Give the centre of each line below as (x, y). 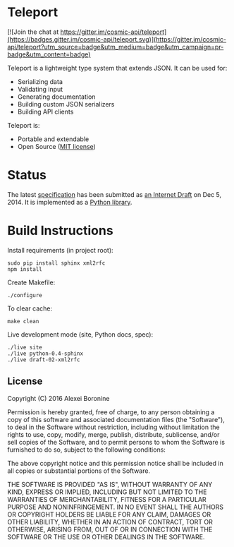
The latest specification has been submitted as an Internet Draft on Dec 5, (115, 194)
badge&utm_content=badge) (49, 54)
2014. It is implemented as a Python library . (70, 202)
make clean (23, 321)
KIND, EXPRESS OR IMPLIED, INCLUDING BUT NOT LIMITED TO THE (107, 492)
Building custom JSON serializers (66, 104)
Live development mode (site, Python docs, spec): (80, 334)
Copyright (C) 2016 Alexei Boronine (58, 398)
